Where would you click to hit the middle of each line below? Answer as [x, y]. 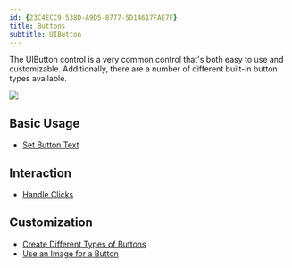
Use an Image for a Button [70, 253]
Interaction [41, 173]
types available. [38, 79]
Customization [51, 223]
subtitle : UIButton [46, 34]
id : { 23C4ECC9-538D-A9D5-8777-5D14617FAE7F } [93, 17]
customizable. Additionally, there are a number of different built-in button [144, 69]
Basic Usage [45, 123]
